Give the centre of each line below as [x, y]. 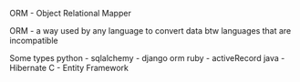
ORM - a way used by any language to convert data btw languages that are [150, 31]
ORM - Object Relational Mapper [71, 13]
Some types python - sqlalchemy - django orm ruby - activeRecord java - [147, 58]
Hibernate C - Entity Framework [69, 68]
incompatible [34, 41]
